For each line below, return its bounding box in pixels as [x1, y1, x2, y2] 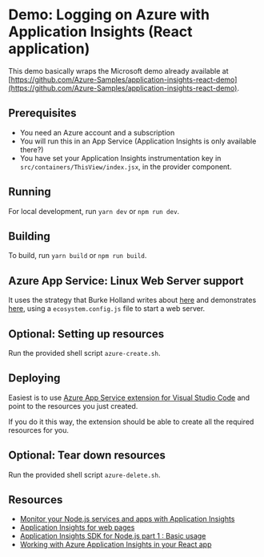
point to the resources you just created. [8, 401, 138, 410]
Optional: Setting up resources [8, 327, 165, 341]
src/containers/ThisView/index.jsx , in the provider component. [19, 162, 232, 172]
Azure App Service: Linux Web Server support [8, 274, 244, 288]
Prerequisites [8, 107, 77, 120]
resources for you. [8, 425, 70, 434]
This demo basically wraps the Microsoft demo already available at [8, 66, 229, 75]
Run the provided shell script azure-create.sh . [8, 349, 161, 357]
